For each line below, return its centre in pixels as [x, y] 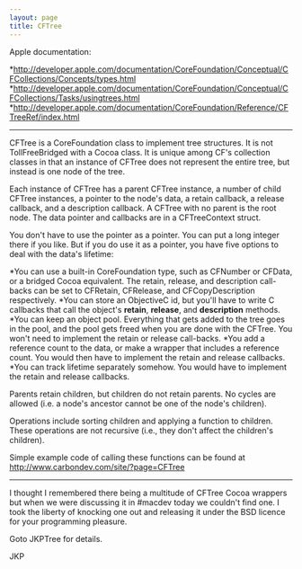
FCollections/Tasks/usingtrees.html [75, 98]
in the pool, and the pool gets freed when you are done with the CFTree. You [151, 328]
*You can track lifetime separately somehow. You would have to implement [148, 367]
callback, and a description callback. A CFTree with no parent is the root [143, 208]
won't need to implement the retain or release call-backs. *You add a [137, 338]
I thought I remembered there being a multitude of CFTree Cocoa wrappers [148, 493]
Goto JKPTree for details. [56, 538]
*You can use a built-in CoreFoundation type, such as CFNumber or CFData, [151, 271]
